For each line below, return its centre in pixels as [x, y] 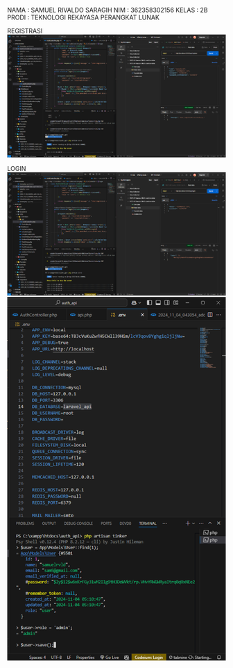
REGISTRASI [25, 31]
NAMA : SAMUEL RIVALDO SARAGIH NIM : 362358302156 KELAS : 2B [107, 10]
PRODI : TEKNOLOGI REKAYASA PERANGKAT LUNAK [83, 17]
